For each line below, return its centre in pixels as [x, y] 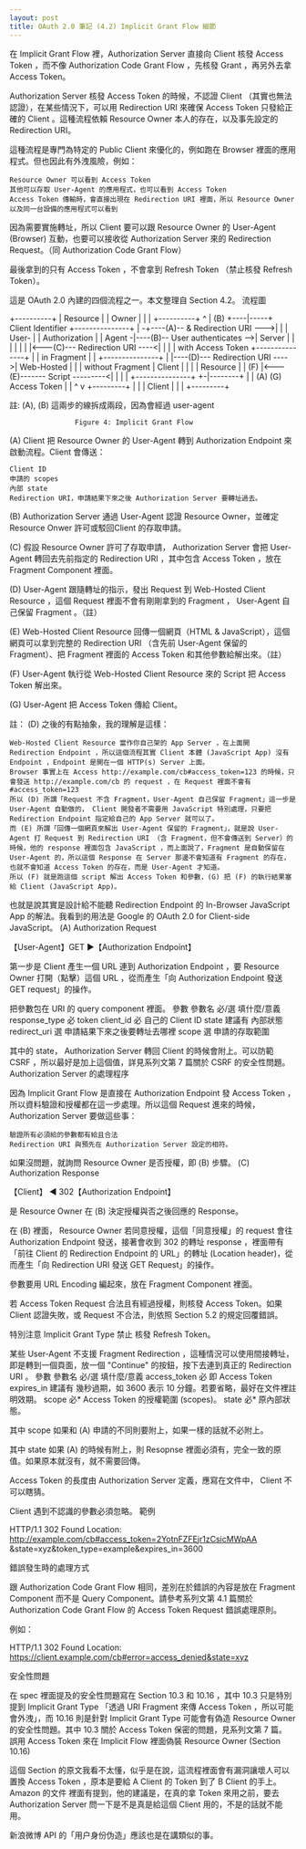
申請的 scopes [34, 479]
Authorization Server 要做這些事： [73, 1115]
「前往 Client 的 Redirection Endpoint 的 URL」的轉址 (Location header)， [147, 1253]
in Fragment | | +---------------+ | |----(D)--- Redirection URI [156, 357]
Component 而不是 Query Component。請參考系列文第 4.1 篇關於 [131, 1598]
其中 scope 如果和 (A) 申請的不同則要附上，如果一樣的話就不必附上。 [139, 1430]
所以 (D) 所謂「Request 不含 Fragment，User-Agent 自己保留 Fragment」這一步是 [153, 799]
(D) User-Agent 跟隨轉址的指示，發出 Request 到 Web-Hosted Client [138, 589]
